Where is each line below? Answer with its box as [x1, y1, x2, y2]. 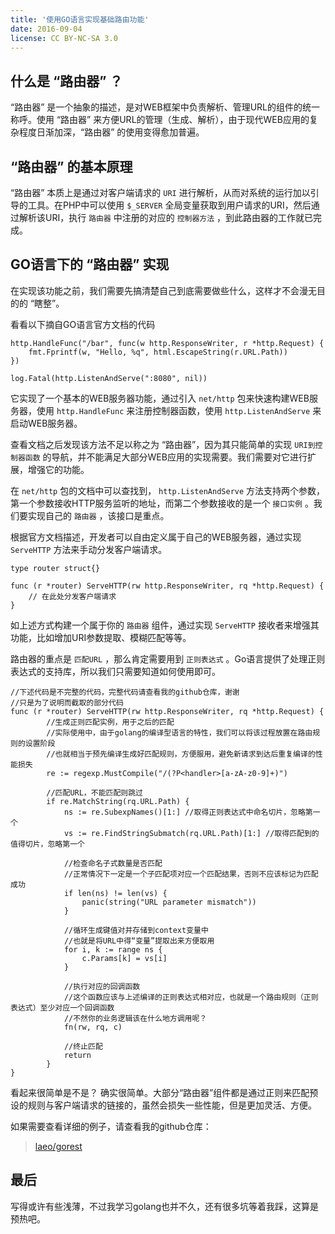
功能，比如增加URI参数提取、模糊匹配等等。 [10, 631, 192, 643]
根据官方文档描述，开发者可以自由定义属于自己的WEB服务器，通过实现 [10, 531, 302, 543]
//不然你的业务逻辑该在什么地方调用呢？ [63, 1013, 208, 1023]
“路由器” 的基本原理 [10, 158, 133, 175]
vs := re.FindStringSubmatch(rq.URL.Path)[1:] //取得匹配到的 [63, 828, 320, 838]
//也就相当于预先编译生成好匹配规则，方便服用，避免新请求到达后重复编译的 [46, 749, 316, 759]
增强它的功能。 [27, 463, 90, 475]
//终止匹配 [63, 1041, 103, 1051]
